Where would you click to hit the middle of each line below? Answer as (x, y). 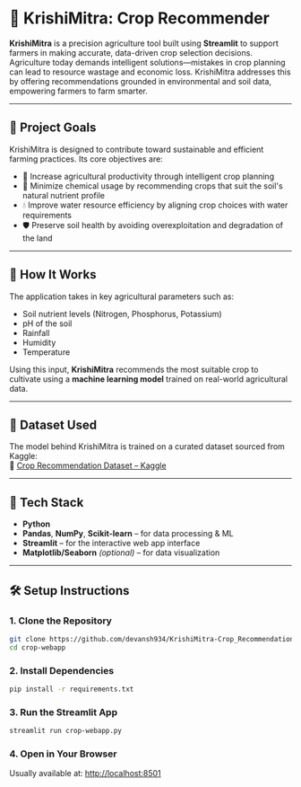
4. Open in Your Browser (63, 754)
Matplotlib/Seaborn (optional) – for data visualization (121, 553)
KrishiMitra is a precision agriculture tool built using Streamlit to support (144, 43)
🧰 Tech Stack (47, 502)
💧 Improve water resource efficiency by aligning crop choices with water (155, 205)
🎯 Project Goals (53, 128)
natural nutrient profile (64, 195)
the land (37, 238)
